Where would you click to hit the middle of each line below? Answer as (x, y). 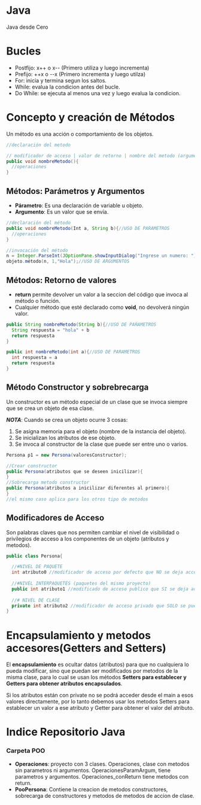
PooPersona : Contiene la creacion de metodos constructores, (91, 789)
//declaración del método (38, 223)
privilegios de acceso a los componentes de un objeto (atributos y (88, 539)
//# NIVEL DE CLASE (36, 600)
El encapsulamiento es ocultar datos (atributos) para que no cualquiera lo (98, 664)
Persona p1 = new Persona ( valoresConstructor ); (67, 455)
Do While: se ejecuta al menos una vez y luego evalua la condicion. (98, 93)
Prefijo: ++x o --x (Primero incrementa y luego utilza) (80, 74)
